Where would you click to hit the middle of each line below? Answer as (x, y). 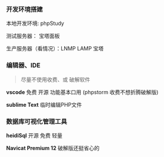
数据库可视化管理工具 (37, 121)
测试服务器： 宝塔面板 (33, 36)
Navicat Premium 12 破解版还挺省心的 (53, 148)
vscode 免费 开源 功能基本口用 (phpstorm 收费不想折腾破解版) (82, 92)
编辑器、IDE (23, 65)
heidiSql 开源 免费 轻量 (34, 135)
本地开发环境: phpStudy (35, 23)
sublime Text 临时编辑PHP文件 (44, 104)
